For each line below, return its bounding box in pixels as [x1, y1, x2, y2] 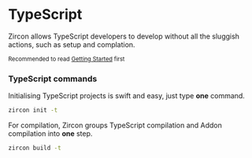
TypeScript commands [8, 73, 98, 84]
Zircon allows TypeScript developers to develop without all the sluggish [8, 31, 240, 41]
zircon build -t [8, 144, 61, 152]
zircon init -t [8, 106, 58, 115]
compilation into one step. [8, 129, 93, 138]
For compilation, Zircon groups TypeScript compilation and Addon [8, 120, 223, 130]
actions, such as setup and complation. [8, 39, 135, 49]
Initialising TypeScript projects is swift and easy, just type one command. [8, 91, 246, 101]
